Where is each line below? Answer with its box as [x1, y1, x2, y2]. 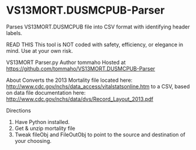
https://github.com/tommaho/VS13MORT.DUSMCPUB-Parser [6, 65, 156, 72]
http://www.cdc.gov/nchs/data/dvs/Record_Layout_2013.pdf [6, 95, 154, 103]
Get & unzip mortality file [14, 125, 76, 132]
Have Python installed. [14, 118, 70, 125]
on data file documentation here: [6, 89, 86, 96]
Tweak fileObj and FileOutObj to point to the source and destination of [14, 131, 185, 138]
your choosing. [14, 137, 52, 144]
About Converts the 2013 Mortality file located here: [6, 76, 133, 84]
